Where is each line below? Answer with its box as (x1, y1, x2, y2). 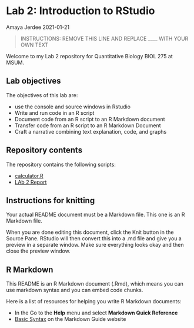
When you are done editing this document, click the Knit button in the (6, 228, 174, 236)
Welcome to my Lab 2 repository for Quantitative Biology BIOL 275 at (6, 52, 173, 59)
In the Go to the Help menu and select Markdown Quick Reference (14, 309, 178, 316)
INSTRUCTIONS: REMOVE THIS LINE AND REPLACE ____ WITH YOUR (20, 35, 189, 42)
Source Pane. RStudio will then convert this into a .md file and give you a (6, 235, 182, 242)
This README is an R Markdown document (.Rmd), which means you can (6, 280, 184, 287)
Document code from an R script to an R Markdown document (14, 115, 166, 122)
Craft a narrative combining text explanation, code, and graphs (14, 128, 167, 135)
